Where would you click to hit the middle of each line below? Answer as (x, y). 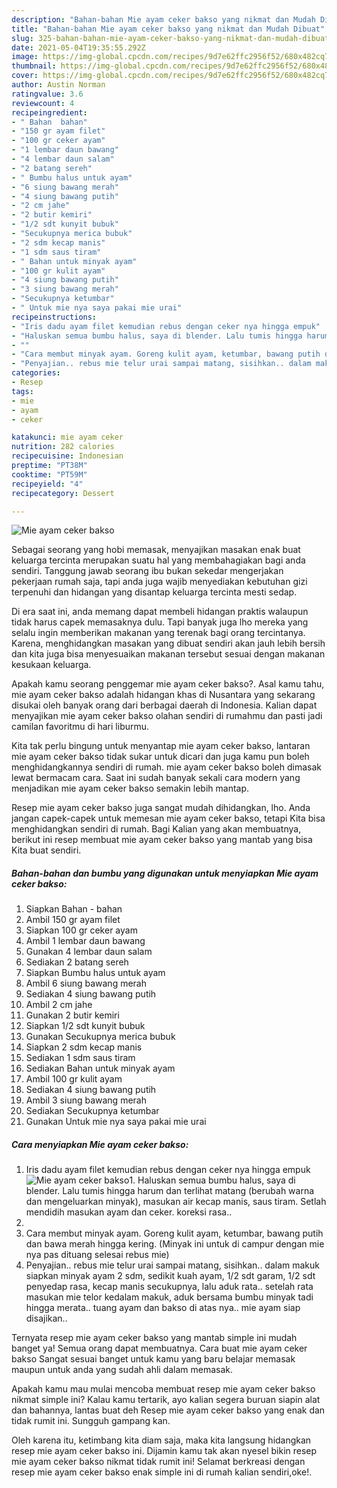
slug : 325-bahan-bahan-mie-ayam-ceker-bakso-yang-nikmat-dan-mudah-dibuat (170, 38)
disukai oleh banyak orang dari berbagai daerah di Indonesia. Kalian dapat (164, 705)
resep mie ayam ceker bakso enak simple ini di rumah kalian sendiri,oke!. (162, 1472)
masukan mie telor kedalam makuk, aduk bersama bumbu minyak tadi (169, 1297)
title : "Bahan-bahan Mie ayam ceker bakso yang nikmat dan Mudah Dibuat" (168, 29)
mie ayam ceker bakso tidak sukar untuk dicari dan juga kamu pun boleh (160, 757)
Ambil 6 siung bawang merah (86, 983)
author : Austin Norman (58, 85)
